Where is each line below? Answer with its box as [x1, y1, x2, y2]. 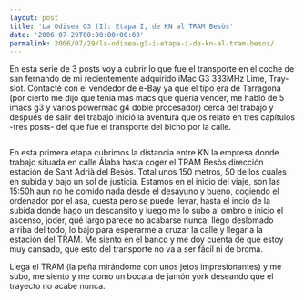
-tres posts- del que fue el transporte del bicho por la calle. [9, 122, 232, 133]
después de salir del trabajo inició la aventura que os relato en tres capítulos [9, 112, 296, 123]
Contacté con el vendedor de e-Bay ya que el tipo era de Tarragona [26, 83, 282, 94]
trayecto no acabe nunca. [9, 281, 106, 292]
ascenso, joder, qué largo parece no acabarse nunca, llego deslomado [9, 215, 274, 225]
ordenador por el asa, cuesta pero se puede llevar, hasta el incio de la [9, 195, 271, 206]
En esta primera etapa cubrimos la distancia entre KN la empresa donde [9, 147, 279, 158]
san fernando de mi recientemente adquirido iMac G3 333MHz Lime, [9, 74, 267, 85]
